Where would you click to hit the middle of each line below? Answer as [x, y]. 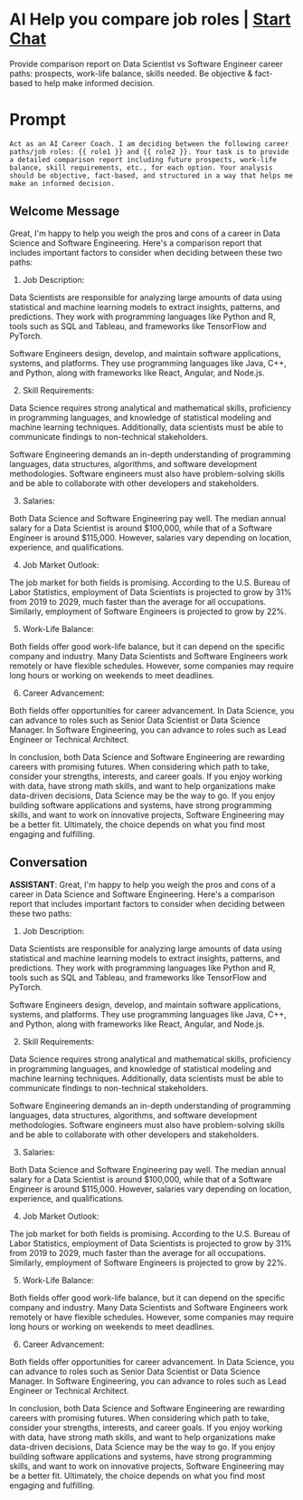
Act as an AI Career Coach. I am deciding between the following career [149, 144]
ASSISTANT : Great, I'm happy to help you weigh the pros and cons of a [142, 884]
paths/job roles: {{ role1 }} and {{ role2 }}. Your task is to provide [149, 151]
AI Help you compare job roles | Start [150, 19]
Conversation [48, 863]
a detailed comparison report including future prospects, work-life [143, 160]
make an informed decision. [62, 183]
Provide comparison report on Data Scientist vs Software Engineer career [146, 63]
